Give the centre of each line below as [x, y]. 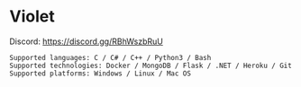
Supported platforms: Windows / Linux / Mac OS [100, 74]
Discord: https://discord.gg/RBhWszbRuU [87, 41]
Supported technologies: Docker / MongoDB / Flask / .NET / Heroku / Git [151, 65]
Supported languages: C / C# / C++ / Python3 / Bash [110, 57]
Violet [32, 17]
